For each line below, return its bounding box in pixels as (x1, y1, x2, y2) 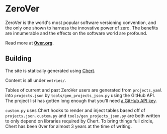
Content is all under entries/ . (5, 77, 66, 83)
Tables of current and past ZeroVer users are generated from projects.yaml (5, 87, 162, 93)
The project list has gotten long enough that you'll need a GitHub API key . (5, 97, 157, 103)
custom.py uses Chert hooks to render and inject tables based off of (5, 107, 146, 113)
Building (5, 54, 32, 63)
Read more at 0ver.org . (5, 39, 54, 45)
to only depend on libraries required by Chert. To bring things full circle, (5, 118, 154, 124)
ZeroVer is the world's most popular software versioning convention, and (5, 19, 156, 25)
